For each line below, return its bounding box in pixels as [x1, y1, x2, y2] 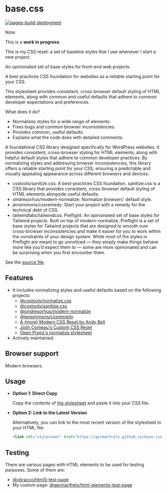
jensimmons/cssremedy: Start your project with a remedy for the [12, 201, 146, 208]
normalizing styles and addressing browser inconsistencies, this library [5, 160, 151, 166]
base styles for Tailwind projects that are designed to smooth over [12, 223, 149, 229]
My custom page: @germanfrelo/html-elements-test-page [12, 482, 133, 488]
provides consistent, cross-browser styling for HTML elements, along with [5, 149, 158, 155]
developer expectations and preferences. [5, 99, 90, 105]
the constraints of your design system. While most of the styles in [12, 233, 148, 239]
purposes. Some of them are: [5, 467, 65, 473]
